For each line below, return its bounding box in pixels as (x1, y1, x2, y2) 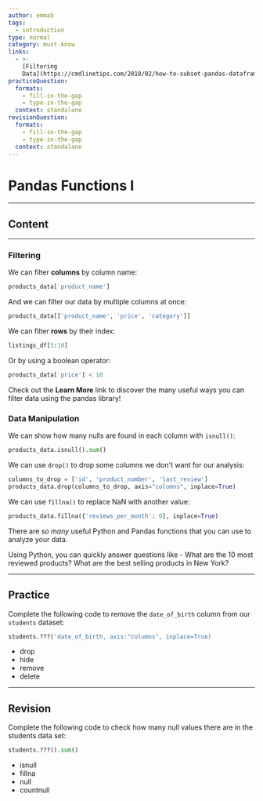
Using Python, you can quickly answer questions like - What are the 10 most (8, 550, 254, 559)
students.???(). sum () (8, 746, 79, 754)
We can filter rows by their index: (8, 326, 116, 336)
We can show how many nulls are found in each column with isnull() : (8, 431, 236, 440)
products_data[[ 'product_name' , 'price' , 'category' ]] (8, 312, 191, 320)
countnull (19, 785, 50, 795)
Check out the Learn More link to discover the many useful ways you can (8, 385, 245, 395)
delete (19, 672, 41, 681)
